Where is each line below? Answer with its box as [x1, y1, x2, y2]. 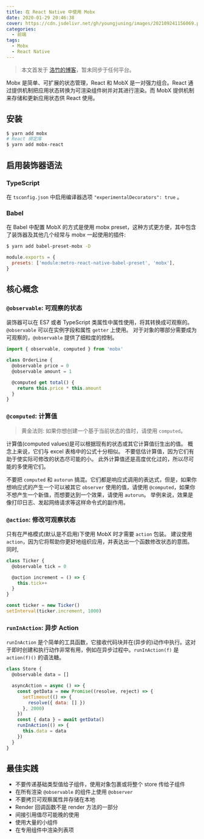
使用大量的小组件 [15, 819, 58, 826]
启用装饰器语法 [6, 160, 63, 171]
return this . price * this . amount [17, 385, 102, 391]
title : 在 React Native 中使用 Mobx [6, 9, 95, 15]
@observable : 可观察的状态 [6, 303, 83, 312]
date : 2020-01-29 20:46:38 [6, 15, 75, 21]
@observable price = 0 [12, 363, 69, 369]
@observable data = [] [12, 671, 69, 678]
